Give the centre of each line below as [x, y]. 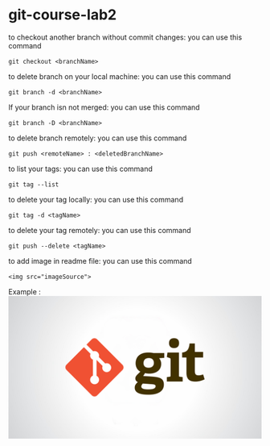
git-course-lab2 [63, 15]
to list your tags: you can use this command [80, 169]
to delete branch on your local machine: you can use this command [120, 76]
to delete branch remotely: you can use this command [98, 138]
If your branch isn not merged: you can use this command [104, 107]
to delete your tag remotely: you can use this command [100, 230]
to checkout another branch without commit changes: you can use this [125, 37]
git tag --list [34, 184]
